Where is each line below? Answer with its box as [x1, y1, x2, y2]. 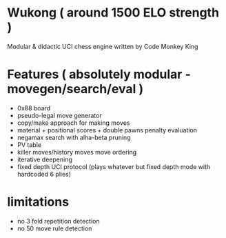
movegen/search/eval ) [7, 81, 143, 97]
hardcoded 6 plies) [17, 170, 71, 178]
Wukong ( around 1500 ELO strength [7, 5, 219, 21]
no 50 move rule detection [17, 224, 92, 232]
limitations [7, 195, 70, 210]
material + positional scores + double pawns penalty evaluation [17, 126, 198, 134]
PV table [17, 140, 41, 149]
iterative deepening [17, 155, 72, 163]
